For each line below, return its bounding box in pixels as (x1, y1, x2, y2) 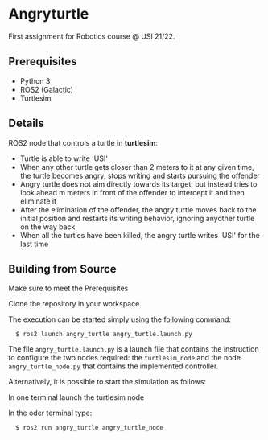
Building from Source (8, 262, 117, 276)
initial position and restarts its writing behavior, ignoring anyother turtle (19, 213, 255, 223)
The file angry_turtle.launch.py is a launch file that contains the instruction (8, 344, 259, 354)
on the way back (19, 222, 76, 232)
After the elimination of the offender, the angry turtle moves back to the (19, 204, 257, 214)
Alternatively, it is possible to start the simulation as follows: (8, 377, 207, 387)
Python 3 (19, 76, 51, 85)
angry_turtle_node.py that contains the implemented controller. (8, 361, 219, 371)
